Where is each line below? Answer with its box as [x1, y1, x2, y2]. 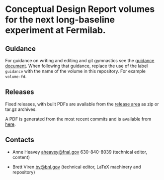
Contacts [5, 136, 35, 144]
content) [12, 154, 30, 160]
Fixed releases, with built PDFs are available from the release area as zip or [5, 101, 159, 107]
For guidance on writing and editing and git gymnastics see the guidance [5, 58, 155, 63]
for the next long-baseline [5, 14, 115, 25]
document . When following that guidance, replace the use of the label [5, 63, 148, 69]
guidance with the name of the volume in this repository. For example [5, 68, 146, 74]
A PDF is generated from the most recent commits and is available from [5, 116, 152, 122]
